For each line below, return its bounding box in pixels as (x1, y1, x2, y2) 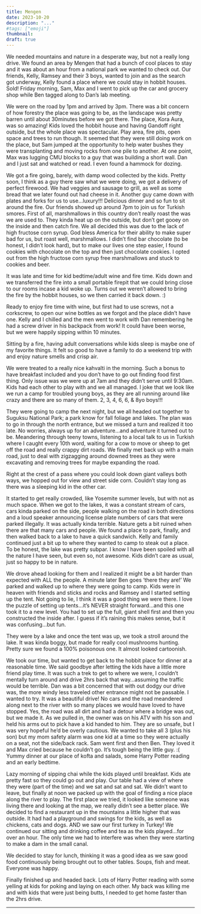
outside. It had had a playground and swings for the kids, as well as (6, 815, 172, 822)
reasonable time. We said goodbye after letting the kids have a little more (6, 663, 186, 670)
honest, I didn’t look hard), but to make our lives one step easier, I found (6, 242, 184, 249)
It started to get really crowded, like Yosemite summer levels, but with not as (6, 495, 194, 502)
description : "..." (6, 20, 55, 26)
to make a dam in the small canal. (6, 840, 89, 848)
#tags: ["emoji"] (6, 25, 50, 32)
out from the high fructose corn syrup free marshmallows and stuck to (6, 255, 179, 261)
